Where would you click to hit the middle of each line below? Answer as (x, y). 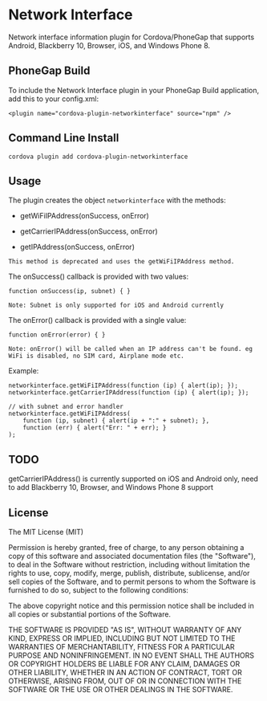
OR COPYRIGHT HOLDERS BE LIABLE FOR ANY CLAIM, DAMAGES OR (124, 664)
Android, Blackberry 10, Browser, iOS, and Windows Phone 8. (109, 45)
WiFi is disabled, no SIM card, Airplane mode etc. (96, 356)
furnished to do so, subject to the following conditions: (98, 590)
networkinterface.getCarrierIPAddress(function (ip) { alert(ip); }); (129, 393)
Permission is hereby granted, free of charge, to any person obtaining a (126, 547)
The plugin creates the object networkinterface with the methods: (117, 200)
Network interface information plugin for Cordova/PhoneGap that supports (131, 37)
